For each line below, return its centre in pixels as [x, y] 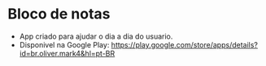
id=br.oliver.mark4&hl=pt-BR [67, 53]
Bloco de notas [59, 14]
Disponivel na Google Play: [64, 44]
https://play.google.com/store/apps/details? [184, 44]
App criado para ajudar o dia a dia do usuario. [96, 36]
